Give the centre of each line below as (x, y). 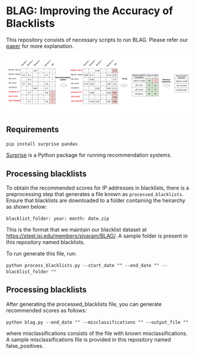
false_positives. (25, 346)
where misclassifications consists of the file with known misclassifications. (97, 333)
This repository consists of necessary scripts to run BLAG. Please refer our (97, 40)
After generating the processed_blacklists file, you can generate (84, 304)
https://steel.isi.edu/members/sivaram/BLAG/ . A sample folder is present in (97, 236)
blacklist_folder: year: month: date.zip (58, 219)
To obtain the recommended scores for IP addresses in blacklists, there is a (98, 188)
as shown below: (27, 207)
